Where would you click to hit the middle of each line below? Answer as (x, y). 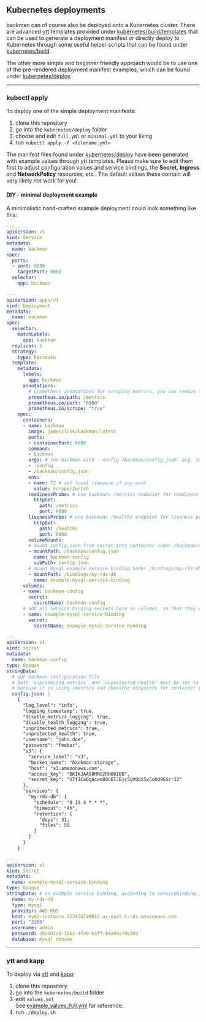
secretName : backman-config (69, 603)
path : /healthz (59, 529)
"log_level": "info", (50, 706)
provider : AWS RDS (36, 911)
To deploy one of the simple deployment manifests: (71, 111)
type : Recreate (37, 357)
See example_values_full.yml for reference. (69, 1006)
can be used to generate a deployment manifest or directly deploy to (93, 38)
